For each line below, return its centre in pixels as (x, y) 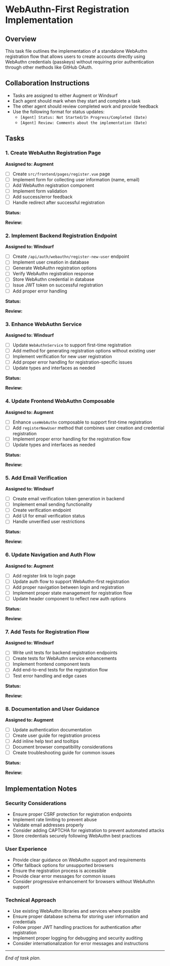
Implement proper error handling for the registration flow (72, 439)
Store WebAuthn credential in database (53, 279)
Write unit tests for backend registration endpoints (65, 653)
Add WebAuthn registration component (53, 185)
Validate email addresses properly (48, 825)
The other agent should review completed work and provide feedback (85, 106)
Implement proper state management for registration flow (72, 593)
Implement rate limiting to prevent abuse (55, 819)
